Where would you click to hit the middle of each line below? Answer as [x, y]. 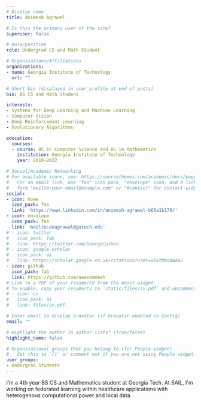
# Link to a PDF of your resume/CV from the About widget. [81, 283]
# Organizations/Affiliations [44, 61]
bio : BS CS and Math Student [42, 94]
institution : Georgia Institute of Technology [76, 155]
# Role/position [26, 45]
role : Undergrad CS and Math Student [53, 50]
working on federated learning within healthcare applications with [87, 389]
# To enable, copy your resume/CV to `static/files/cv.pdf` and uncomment [101, 289]
